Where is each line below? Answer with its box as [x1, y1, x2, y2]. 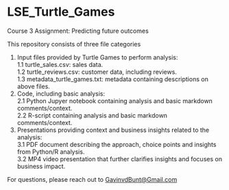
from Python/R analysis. [16, 148, 85, 156]
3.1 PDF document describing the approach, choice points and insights [16, 140, 217, 148]
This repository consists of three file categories [7, 40, 141, 48]
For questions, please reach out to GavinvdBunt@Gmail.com [7, 175, 178, 183]
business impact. [16, 162, 66, 170]
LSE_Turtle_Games [7, 4, 115, 20]
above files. [16, 82, 50, 90]
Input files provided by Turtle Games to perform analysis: [16, 53, 178, 62]
